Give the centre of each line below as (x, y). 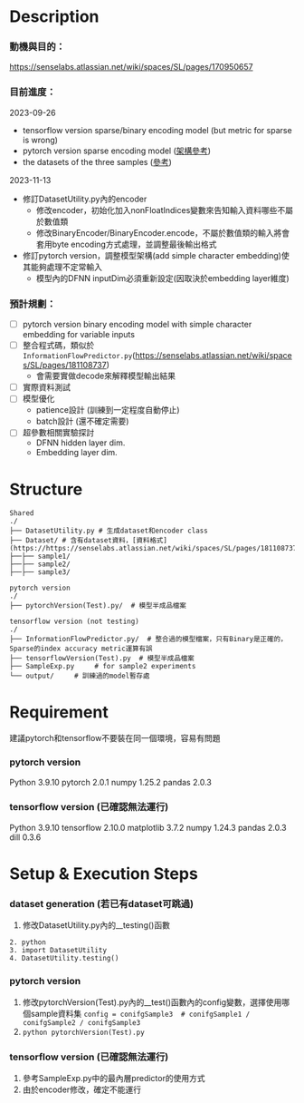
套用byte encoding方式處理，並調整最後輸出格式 (126, 244)
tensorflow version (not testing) (75, 622)
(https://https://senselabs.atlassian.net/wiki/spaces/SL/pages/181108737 (153, 549)
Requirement (59, 712)
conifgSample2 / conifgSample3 (81, 1022)
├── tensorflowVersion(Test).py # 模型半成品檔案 (102, 659)
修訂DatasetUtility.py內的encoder (85, 199)
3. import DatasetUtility (58, 951)
